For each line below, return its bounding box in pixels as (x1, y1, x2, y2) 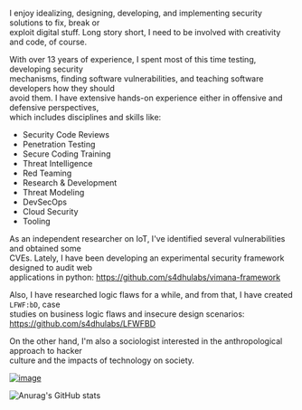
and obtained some (9, 243, 81, 253)
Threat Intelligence (22, 158, 93, 168)
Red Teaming (22, 167, 72, 178)
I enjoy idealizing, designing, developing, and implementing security (9, 8, 262, 18)
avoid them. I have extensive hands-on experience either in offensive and (9, 92, 283, 103)
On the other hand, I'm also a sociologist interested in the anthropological (9, 336, 283, 347)
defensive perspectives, (9, 102, 99, 112)
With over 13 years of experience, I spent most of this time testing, (9, 54, 257, 64)
